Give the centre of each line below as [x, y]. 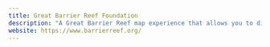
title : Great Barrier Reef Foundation [73, 16]
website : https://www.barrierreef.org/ [75, 30]
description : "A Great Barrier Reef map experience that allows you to [131, 23]
